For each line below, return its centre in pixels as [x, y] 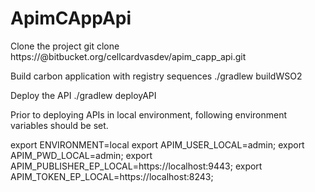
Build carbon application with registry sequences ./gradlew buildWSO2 [156, 76]
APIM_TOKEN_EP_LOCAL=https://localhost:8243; [112, 176]
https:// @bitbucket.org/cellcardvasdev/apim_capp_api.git [128, 56]
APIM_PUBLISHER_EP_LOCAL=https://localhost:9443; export [136, 166]
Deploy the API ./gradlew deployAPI [83, 95]
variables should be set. [59, 125]
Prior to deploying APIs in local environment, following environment [149, 114]
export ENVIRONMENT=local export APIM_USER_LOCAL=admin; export [157, 144]
